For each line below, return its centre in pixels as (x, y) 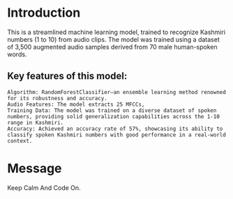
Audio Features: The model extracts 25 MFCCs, (76, 104)
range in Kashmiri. (36, 122)
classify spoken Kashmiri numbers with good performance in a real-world (117, 135)
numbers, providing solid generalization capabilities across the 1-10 (113, 116)
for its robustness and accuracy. (58, 98)
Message (35, 168)
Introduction (44, 13)
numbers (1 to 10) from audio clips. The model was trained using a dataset (113, 39)
